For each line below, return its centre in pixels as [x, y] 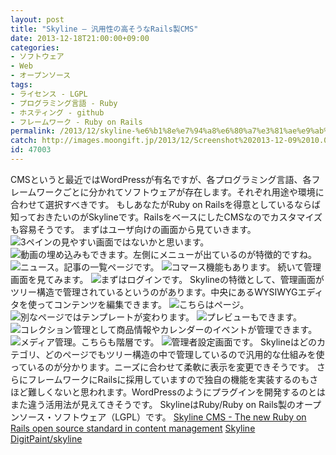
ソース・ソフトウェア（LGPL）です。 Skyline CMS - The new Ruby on [162, 417]
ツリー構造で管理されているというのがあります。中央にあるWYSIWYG [154, 292]
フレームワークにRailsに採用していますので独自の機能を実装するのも [168, 379]
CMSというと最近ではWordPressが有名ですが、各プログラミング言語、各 [161, 179]
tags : [21, 85]
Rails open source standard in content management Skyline [133, 428]
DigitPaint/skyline [46, 438]
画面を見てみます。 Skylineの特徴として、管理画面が [167, 279]
